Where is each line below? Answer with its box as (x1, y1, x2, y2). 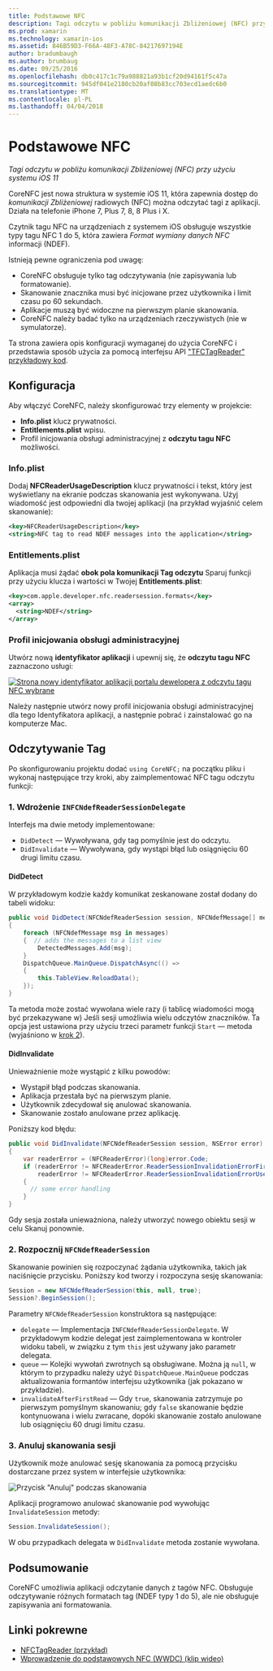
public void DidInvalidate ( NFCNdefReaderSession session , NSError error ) (8, 1139, 264, 1148)
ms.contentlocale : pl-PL (8, 95, 93, 103)
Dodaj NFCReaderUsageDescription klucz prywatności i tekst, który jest (8, 481, 253, 491)
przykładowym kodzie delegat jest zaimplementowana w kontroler (19, 1334, 242, 1343)
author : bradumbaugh (8, 50, 79, 58)
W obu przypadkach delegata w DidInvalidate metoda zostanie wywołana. (8, 1538, 260, 1547)
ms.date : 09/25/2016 (8, 65, 79, 73)
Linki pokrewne (8, 1623, 88, 1638)
